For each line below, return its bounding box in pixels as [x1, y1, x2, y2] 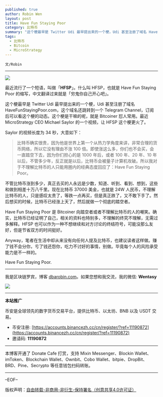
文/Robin [5, 62, 22, 67]
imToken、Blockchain [5, 356, 48, 362]
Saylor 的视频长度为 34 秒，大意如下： [5, 129, 82, 135]
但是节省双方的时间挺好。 [13, 227, 65, 233]
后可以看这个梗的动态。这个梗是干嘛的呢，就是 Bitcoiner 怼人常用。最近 [5, 113, 149, 119]
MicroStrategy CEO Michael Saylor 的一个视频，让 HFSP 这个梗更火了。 [5, 119, 149, 125]
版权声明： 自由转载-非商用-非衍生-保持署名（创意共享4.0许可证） [5, 386, 137, 393]
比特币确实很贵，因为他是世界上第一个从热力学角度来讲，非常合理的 [16, 140, 153, 145]
